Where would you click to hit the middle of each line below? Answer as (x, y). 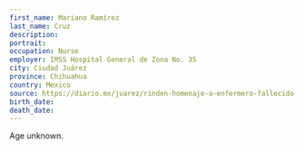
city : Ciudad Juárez (49, 69)
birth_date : (32, 102)
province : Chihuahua (49, 77)
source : (24, 93)
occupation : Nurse (44, 52)
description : (34, 34)
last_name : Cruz (40, 26)
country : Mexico (40, 85)
